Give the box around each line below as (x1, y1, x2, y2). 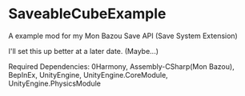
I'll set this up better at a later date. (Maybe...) (8, 46, 159, 56)
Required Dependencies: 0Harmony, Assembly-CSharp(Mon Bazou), (8, 61, 235, 71)
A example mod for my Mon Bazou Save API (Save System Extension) (8, 31, 238, 40)
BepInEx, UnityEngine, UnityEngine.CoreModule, (8, 70, 168, 79)
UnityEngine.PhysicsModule (8, 79, 102, 88)
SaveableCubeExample (8, 5, 167, 23)
